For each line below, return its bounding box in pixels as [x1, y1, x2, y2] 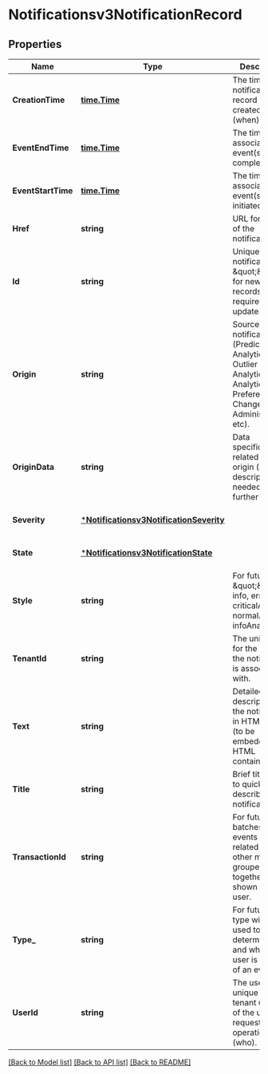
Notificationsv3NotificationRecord [8, 6, 242, 24]
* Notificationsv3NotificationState [81, 547, 213, 558]
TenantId [12, 653, 47, 664]
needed [232, 481, 262, 492]
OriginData [12, 461, 54, 472]
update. [232, 306, 262, 317]
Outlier [232, 359, 258, 369]
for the [232, 643, 258, 653]
